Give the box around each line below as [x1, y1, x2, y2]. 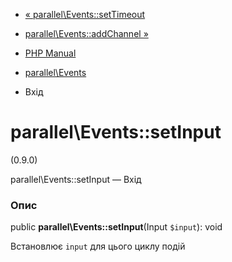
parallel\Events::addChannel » [24, 28, 149, 39]
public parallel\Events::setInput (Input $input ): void [10, 221, 223, 233]
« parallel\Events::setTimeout [24, 9, 146, 20]
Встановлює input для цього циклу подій [10, 240, 186, 253]
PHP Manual [24, 47, 77, 59]
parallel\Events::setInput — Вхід [10, 173, 142, 185]
